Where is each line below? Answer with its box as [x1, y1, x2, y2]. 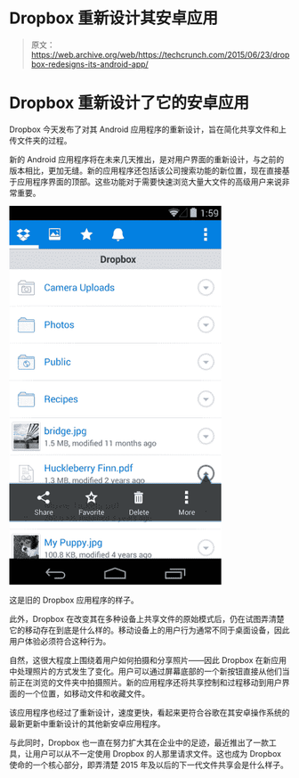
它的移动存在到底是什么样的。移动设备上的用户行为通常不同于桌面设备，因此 [9, 625, 290, 635]
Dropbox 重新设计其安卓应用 [9, 8, 218, 29]
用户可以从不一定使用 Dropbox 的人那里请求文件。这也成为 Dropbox [32, 748, 282, 758]
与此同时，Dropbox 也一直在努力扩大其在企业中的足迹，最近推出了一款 [9, 737, 270, 748]
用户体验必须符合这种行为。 [9, 635, 111, 646]
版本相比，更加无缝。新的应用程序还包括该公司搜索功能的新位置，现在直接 [9, 165, 282, 176]
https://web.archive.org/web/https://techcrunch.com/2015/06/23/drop [30, 49, 290, 60]
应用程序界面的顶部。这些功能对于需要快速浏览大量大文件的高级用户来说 [16, 176, 282, 187]
